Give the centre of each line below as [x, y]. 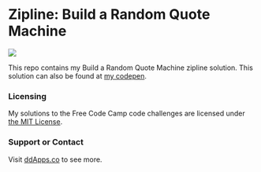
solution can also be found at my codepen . [78, 75]
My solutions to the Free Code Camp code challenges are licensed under [127, 113]
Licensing [28, 96]
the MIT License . [35, 122]
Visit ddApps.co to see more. [55, 159]
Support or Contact [46, 142]
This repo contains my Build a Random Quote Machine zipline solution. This [131, 68]
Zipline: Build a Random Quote [109, 15]
